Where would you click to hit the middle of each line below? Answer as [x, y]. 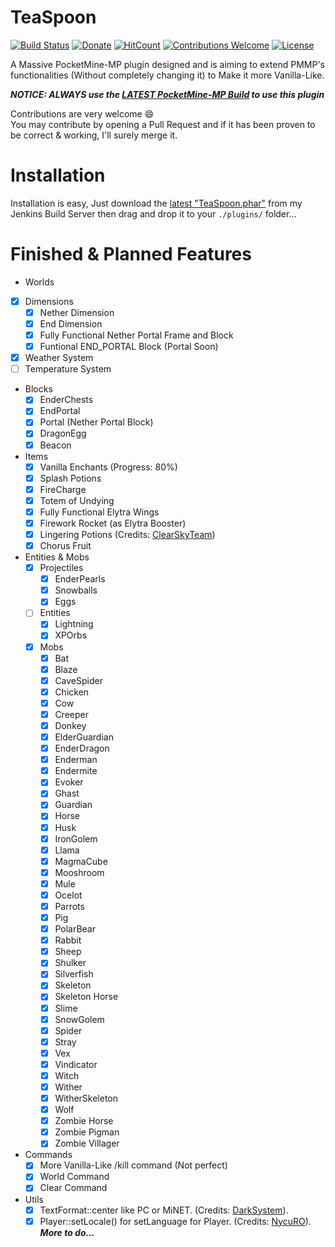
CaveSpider [78, 680]
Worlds [39, 282]
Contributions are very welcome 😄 [82, 113]
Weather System [59, 358]
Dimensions [49, 301]
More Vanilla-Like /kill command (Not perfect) [133, 1165]
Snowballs [76, 590]
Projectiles [61, 568]
